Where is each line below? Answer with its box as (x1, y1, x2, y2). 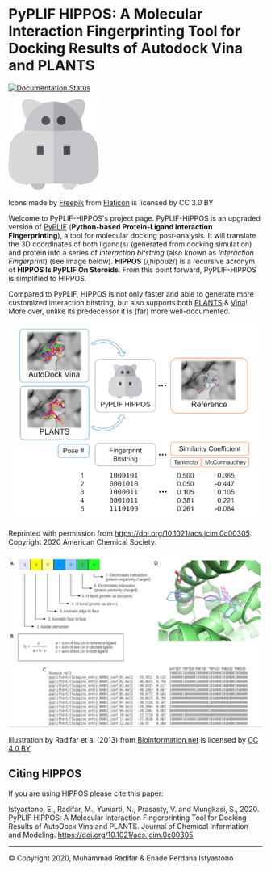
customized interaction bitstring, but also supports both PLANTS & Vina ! (8, 297, 248, 307)
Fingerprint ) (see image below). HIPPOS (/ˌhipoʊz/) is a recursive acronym (8, 256, 256, 266)
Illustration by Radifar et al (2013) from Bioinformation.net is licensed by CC (8, 735, 259, 745)
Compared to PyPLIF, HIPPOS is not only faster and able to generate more (8, 288, 254, 299)
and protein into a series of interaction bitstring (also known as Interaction (8, 247, 254, 257)
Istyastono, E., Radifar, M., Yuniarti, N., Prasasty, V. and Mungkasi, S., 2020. (8, 804, 260, 814)
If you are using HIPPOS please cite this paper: (8, 789, 164, 798)
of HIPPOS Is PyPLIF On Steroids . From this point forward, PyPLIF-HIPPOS (8, 264, 256, 275)
